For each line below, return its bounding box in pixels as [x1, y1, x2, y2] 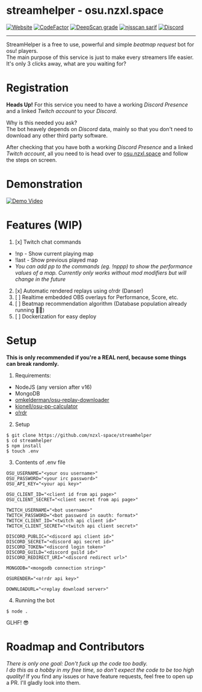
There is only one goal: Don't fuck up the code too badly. [6, 660, 148, 667]
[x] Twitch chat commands [14, 238, 81, 246]
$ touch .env [6, 448, 39, 454]
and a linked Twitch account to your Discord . [6, 107, 117, 114]
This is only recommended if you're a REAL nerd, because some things [6, 353, 186, 361]
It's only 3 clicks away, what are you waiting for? [6, 60, 126, 67]
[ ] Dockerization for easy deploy [14, 312, 97, 320]
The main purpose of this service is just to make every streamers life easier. [6, 54, 194, 61]
